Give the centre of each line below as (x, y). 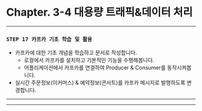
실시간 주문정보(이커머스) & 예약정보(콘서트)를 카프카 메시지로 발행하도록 (100, 83)
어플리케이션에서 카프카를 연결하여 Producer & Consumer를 (95, 68)
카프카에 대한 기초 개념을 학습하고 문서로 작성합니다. (76, 53)
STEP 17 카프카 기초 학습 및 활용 (49, 39)
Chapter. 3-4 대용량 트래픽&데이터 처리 (99, 12)
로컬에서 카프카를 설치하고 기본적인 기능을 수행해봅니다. (89, 60)
